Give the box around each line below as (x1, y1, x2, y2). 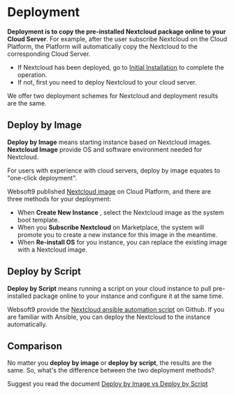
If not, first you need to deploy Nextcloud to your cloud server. (17, 78, 197, 86)
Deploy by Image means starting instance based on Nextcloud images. (7, 138, 212, 146)
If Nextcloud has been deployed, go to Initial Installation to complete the (17, 63, 225, 71)
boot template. (17, 215, 60, 224)
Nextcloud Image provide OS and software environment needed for (7, 145, 203, 154)
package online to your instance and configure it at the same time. (33, 292, 224, 300)
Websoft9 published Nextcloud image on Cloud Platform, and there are (7, 187, 212, 196)
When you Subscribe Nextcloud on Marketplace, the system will (17, 223, 205, 231)
